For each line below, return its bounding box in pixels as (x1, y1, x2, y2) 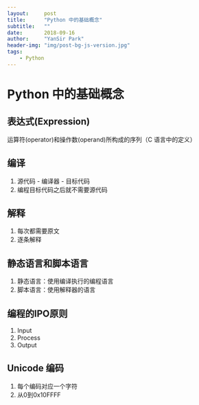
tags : (7, 49, 23, 56)
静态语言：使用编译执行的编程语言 (16, 277, 114, 286)
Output (16, 341, 37, 349)
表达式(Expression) (7, 116, 91, 128)
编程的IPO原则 (7, 308, 68, 319)
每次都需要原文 (16, 227, 60, 235)
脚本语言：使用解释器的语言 (16, 286, 96, 294)
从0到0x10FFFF (16, 391, 61, 399)
